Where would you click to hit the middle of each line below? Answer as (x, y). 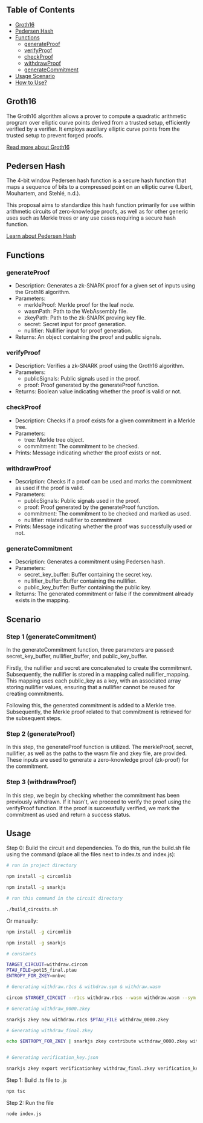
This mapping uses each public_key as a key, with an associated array (94, 681)
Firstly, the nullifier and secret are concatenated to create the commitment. (99, 668)
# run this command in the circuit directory (64, 899)
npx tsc (16, 1092)
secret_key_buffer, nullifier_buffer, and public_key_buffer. (77, 656)
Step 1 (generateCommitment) (51, 637)
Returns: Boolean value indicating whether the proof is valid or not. (98, 391)
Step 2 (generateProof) (41, 733)
